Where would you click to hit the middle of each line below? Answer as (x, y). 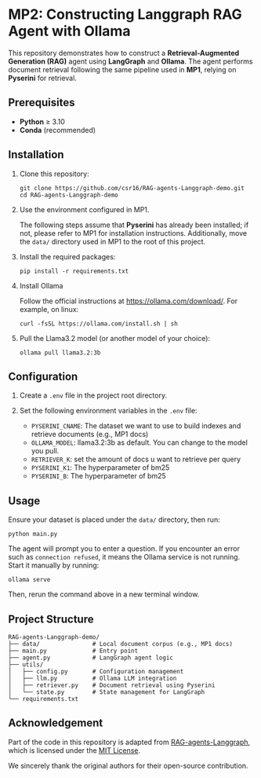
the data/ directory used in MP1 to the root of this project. (112, 241)
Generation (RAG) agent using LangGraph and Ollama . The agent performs (130, 61)
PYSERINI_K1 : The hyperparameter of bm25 (100, 468)
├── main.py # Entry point (73, 651)
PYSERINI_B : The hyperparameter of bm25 (98, 476)
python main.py (33, 534)
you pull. (45, 451)
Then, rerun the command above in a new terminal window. (104, 594)
